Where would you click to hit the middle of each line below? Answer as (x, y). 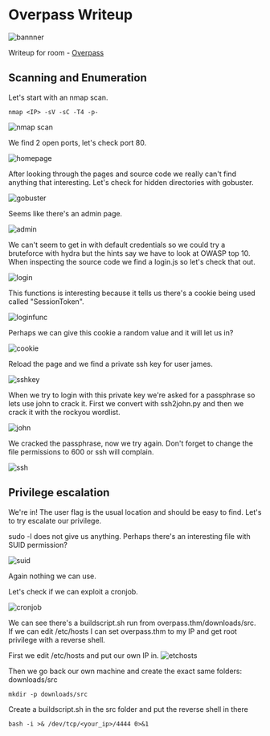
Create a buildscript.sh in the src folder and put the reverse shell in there (129, 709)
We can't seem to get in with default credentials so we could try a (117, 245)
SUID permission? (38, 545)
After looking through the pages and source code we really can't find (123, 174)
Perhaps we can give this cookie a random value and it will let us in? (121, 332)
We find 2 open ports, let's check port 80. (78, 142)
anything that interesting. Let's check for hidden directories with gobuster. (131, 182)
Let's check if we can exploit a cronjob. (73, 591)
